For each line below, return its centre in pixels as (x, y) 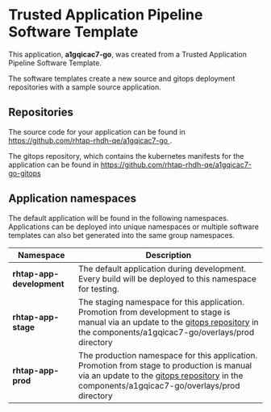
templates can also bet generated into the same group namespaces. (122, 235)
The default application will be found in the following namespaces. (119, 218)
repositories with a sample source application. (85, 87)
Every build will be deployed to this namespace (167, 278)
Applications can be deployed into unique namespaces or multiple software (134, 227)
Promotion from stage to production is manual (165, 365)
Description (169, 255)
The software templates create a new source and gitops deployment (122, 78)
